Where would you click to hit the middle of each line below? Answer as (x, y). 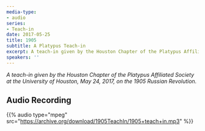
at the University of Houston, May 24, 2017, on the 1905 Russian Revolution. (102, 81)
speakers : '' (23, 57)
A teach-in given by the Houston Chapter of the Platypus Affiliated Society (100, 74)
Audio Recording (39, 100)
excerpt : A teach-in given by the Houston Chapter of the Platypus (94, 52)
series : (16, 23)
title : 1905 (21, 40)
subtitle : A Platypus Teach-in (46, 46)
